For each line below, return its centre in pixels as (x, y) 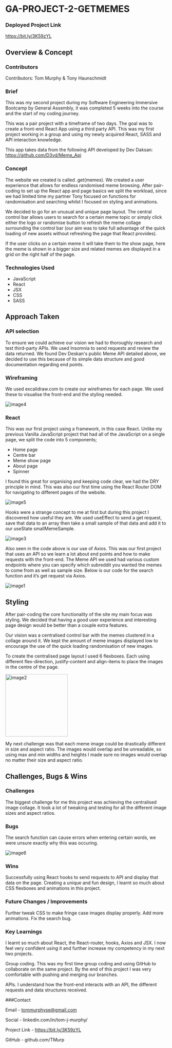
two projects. (19, 954)
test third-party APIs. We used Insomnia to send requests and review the (82, 348)
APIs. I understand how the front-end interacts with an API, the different (81, 985)
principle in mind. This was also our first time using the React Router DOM (83, 487)
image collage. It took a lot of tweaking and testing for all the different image (86, 808)
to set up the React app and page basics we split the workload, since (94, 191)
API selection (22, 331)
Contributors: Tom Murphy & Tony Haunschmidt (56, 78)
